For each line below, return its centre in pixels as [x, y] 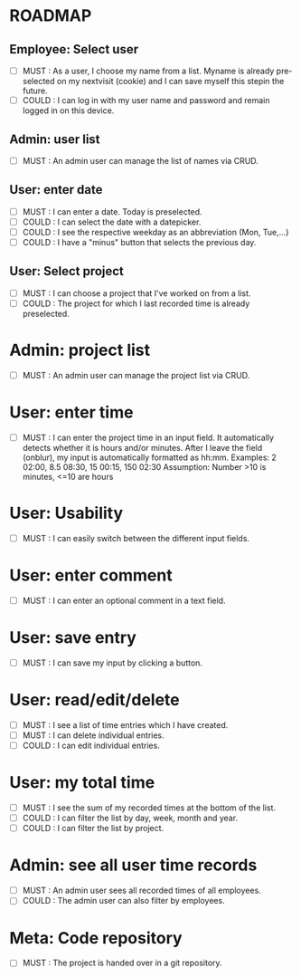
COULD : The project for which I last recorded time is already [136, 303]
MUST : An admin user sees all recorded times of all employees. [142, 891]
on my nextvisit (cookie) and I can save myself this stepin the [171, 81]
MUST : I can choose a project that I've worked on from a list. [136, 293]
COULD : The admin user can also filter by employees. [123, 901]
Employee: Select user [74, 49]
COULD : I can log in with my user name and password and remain [146, 101]
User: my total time [82, 783]
